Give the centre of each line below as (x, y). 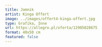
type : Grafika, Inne (26, 23)
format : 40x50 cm (23, 32)
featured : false (22, 37)
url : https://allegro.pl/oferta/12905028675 (51, 28)
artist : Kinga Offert (27, 14)
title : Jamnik (20, 10)
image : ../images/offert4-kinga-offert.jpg (50, 19)
